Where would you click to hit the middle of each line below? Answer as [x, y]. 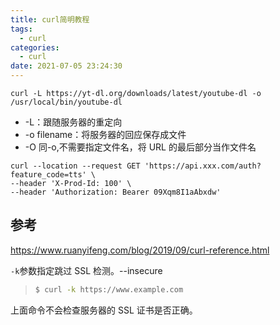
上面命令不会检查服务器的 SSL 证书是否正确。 [104, 310]
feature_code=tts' [48, 175]
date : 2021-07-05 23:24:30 [66, 66]
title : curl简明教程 [50, 19]
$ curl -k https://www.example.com [109, 289]
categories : [35, 47]
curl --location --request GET [75, 166]
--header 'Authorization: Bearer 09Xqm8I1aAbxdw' [116, 192]
